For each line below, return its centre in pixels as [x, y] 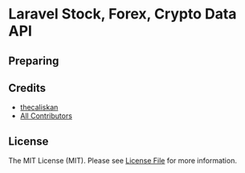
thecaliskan [39, 107]
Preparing [34, 61]
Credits [27, 88]
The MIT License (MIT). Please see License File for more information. [122, 161]
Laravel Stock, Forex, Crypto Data [122, 14]
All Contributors [46, 116]
